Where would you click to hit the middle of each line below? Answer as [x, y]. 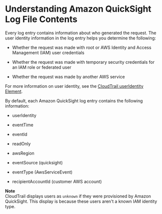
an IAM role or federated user [42, 67]
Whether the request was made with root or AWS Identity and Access [82, 47]
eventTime [23, 125]
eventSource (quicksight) [37, 162]
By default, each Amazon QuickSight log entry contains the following [74, 100]
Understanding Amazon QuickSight [78, 9]
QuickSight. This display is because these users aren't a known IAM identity [81, 201]
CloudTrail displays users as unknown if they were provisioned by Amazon [78, 196]
